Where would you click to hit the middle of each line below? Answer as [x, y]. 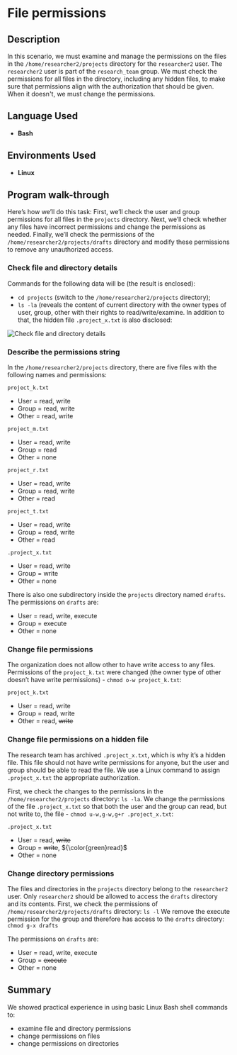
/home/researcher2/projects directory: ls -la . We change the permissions [116, 798]
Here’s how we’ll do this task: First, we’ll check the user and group [104, 212]
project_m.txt [28, 429]
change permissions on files [59, 1036]
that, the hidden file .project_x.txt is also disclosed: [95, 320]
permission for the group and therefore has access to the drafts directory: [116, 919]
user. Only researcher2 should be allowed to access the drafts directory [112, 896]
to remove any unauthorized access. [60, 250]
